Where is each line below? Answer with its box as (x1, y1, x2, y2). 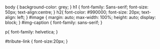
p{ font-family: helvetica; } (5, 29, 58, 34)
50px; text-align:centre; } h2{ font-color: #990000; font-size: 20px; (5, 9, 141, 15)
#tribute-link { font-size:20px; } (5, 38, 68, 44)
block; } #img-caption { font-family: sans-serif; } (5, 19, 103, 25)
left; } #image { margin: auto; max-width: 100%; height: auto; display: (17, 15, 156, 20)
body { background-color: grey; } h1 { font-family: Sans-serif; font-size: (5, 4, 149, 10)
